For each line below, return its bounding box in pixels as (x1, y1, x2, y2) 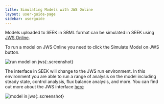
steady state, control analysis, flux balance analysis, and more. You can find (5, 79, 158, 84)
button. (5, 49, 20, 55)
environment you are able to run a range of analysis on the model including (5, 74, 157, 80)
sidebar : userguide (5, 16, 45, 21)
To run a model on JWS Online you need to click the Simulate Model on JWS (5, 44, 159, 50)
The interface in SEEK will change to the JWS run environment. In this (5, 68, 145, 74)
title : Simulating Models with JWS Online (5, 7, 93, 12)
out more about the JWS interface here (5, 84, 84, 90)
